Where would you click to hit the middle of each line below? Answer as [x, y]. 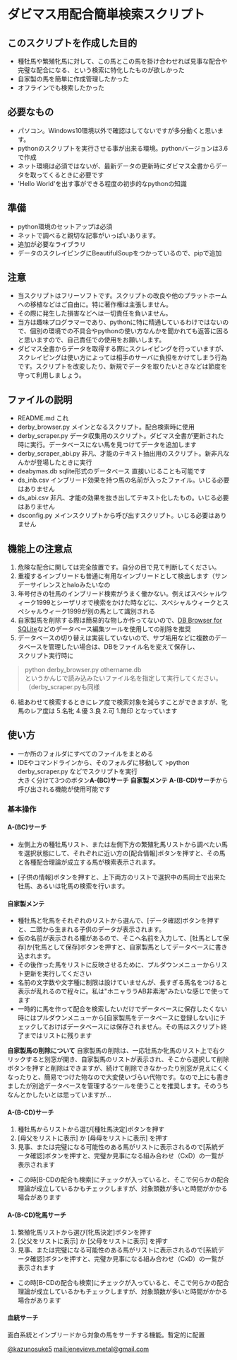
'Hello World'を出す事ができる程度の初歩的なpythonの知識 [102, 183]
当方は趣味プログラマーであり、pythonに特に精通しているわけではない [120, 322]
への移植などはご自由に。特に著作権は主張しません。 [95, 304]
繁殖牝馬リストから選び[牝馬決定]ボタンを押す [85, 1232]
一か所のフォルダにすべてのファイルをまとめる [85, 754]
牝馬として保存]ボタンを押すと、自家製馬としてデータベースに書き [131, 947]
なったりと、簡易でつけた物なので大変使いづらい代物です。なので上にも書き [118, 1077]
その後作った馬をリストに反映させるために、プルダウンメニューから [116, 965]
